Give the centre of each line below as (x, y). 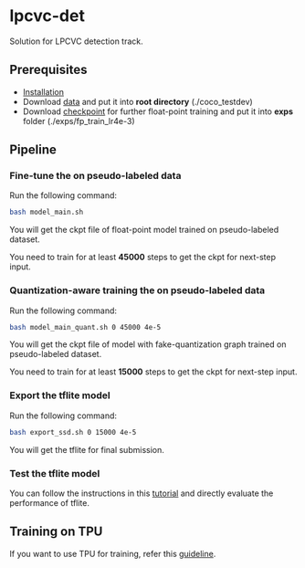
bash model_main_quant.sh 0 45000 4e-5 (85, 327)
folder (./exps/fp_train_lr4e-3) (79, 121)
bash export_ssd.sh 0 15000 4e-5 (73, 432)
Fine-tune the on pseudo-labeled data (95, 176)
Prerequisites (48, 70)
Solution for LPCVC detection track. (76, 41)
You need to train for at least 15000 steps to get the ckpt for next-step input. (153, 372)
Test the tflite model (55, 473)
